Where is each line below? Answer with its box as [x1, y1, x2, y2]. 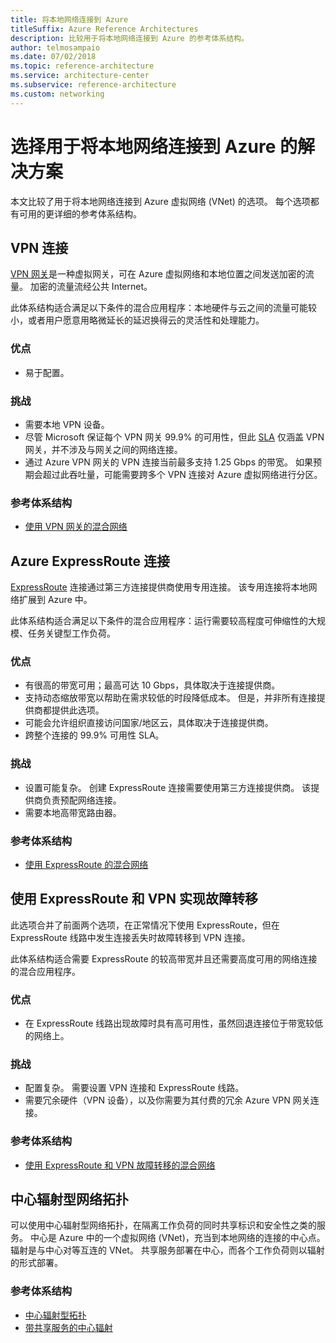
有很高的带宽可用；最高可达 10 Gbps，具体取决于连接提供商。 [24, 679, 281, 691]
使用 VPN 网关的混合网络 [24, 521, 128, 533]
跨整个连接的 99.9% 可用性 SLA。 [24, 729, 165, 741]
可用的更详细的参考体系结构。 [18, 207, 142, 220]
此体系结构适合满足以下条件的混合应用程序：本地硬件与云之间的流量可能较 [10, 302, 317, 314]
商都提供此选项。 [33, 704, 105, 716]
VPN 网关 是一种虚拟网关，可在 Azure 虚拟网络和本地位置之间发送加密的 [10, 268, 306, 280]
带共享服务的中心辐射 [24, 1321, 113, 1333]
